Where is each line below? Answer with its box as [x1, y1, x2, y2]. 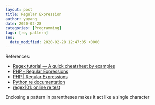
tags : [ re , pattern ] [5, 30, 49, 35]
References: [5, 53, 30, 59]
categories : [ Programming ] [5, 26, 62, 31]
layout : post [5, 7, 33, 12]
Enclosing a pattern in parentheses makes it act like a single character [5, 94, 150, 100]
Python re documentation [12, 79, 65, 85]
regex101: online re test [12, 84, 60, 90]
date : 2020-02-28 [5, 21, 42, 26]
